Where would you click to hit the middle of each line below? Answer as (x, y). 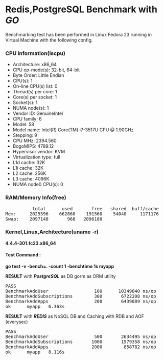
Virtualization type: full (36, 157)
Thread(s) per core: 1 (35, 92)
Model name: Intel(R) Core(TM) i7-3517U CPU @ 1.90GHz (73, 130)
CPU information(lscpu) (35, 53)
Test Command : (23, 255)
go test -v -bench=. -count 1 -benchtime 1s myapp (60, 266)
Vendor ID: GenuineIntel (38, 113)
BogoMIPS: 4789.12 (33, 146)
